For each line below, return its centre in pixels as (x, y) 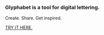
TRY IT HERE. (19, 28)
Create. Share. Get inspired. (33, 18)
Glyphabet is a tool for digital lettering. (52, 7)
